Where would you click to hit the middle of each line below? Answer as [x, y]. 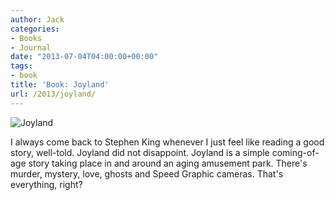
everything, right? [46, 184]
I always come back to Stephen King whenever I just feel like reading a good [167, 142]
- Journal [31, 47]
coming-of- [295, 152]
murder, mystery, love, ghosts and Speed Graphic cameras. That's [147, 173]
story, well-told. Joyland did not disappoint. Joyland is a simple [140, 152]
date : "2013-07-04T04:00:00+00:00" [84, 57]
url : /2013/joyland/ [53, 94]
